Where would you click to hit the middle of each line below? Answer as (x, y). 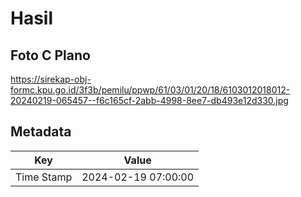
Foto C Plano (50, 55)
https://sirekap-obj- (51, 79)
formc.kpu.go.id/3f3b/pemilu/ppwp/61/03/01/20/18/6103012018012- (150, 90)
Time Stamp (44, 177)
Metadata (41, 132)
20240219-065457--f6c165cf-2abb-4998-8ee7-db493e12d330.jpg (149, 100)
